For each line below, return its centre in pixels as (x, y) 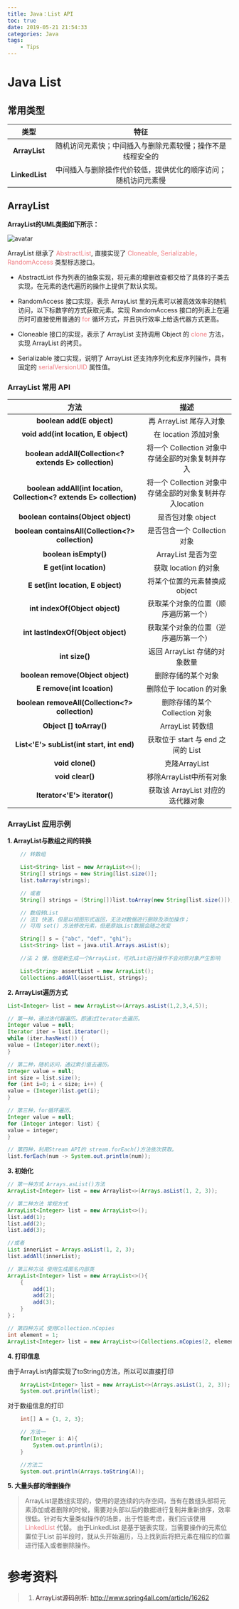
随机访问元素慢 (141, 180)
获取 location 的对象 (187, 568)
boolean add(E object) (75, 421)
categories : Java (33, 34)
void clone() (75, 764)
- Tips (30, 47)
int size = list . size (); (44, 1078)
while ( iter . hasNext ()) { (46, 1039)
